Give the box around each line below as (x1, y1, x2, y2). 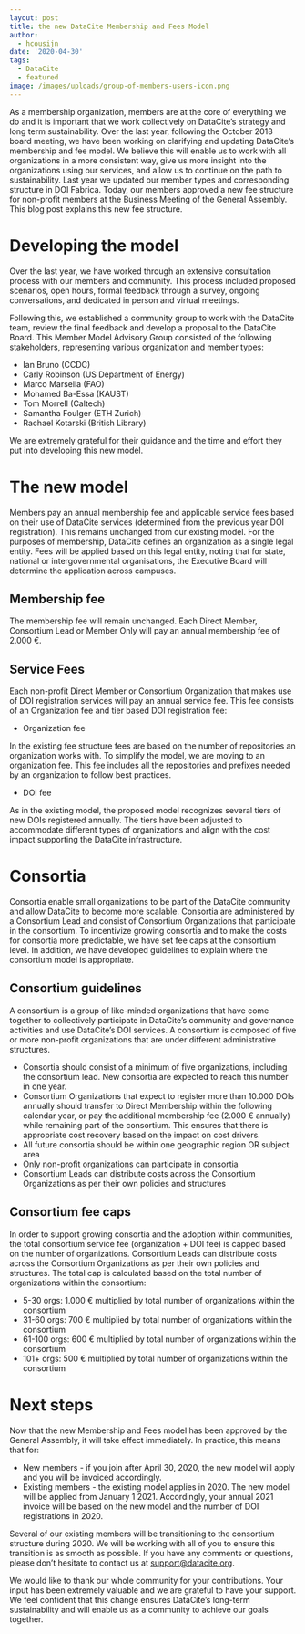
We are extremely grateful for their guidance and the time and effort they (9, 435, 282, 445)
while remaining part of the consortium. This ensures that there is (22, 1119, 269, 1130)
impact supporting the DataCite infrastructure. (9, 834, 183, 845)
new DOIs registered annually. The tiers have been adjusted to (9, 814, 243, 826)
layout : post (9, 13, 59, 23)
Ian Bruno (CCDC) (22, 359, 91, 370)
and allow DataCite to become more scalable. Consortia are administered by (9, 906, 295, 917)
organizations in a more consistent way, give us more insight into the (9, 154, 267, 165)
